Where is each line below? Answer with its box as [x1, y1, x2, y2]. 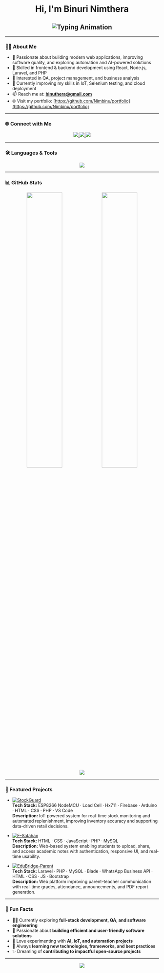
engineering [12, 922, 38, 928]
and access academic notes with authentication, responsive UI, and [12, 849, 148, 854]
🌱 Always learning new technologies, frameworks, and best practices [12, 943, 156, 949]
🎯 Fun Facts [5, 906, 33, 913]
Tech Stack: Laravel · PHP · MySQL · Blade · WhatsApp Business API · [12, 868, 153, 874]
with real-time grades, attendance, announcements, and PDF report [12, 884, 148, 890]
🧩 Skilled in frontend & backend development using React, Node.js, [12, 65, 147, 71]
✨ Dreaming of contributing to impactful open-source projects [12, 948, 141, 954]
